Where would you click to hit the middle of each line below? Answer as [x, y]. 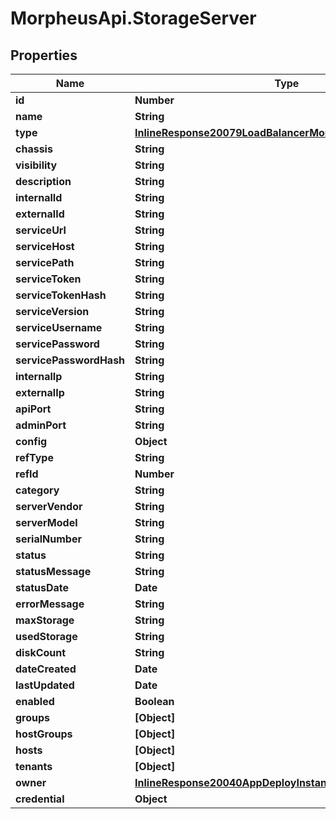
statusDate [42, 587]
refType [34, 457]
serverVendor [49, 506]
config [31, 441]
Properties [44, 55]
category [37, 490]
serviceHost [45, 246]
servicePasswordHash [70, 360]
